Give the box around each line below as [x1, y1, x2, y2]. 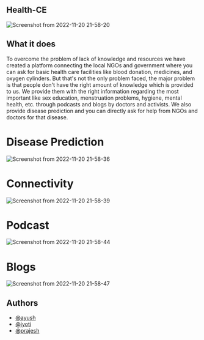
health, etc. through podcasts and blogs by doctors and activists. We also [6, 100, 192, 108]
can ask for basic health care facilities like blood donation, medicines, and [6, 68, 192, 75]
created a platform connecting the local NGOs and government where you [6, 61, 193, 69]
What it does [6, 39, 56, 50]
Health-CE [6, 5, 47, 15]
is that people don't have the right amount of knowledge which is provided [6, 81, 194, 88]
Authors [6, 298, 38, 308]
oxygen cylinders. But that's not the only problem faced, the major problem [6, 75, 195, 82]
